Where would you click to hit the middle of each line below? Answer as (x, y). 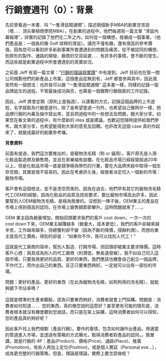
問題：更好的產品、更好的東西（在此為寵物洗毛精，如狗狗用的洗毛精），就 (80, 282)
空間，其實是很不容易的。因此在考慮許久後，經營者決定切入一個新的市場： (85, 172)
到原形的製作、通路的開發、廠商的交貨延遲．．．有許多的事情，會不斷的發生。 (83, 55)
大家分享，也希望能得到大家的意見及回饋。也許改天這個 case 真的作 (87, 126)
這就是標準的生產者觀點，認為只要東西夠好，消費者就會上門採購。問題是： (81, 299)
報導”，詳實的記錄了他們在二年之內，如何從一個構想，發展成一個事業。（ (83, 37)
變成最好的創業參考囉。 (46, 132)
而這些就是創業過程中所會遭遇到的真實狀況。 (51, 62)
